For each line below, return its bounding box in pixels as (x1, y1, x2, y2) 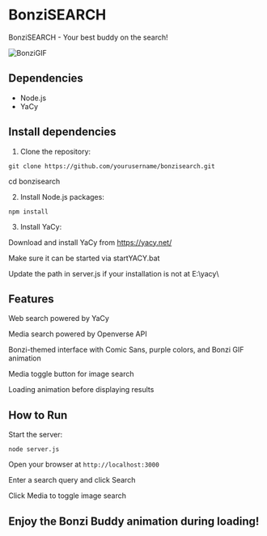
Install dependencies (8, 125, 117, 139)
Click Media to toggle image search (8, 491, 127, 500)
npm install (8, 208, 49, 216)
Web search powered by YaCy (8, 314, 109, 323)
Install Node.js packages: (19, 192, 105, 201)
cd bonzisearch (8, 176, 61, 186)
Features (8, 292, 54, 306)
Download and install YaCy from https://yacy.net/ (8, 237, 172, 247)
